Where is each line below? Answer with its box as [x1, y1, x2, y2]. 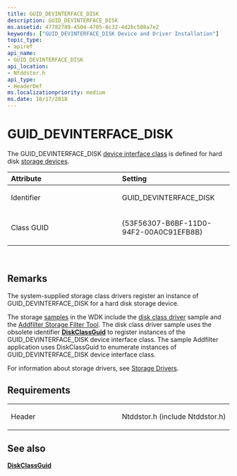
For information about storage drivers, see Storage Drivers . [7, 364, 179, 372]
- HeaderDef [7, 83, 42, 90]
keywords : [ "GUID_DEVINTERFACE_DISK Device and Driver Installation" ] [7, 30, 219, 37]
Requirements [7, 384, 71, 396]
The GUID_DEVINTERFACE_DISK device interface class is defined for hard [7, 149, 222, 157]
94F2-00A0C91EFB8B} [122, 227, 203, 237]
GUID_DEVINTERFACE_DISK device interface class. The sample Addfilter [7, 335, 219, 343]
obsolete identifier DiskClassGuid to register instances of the [7, 328, 186, 336]
